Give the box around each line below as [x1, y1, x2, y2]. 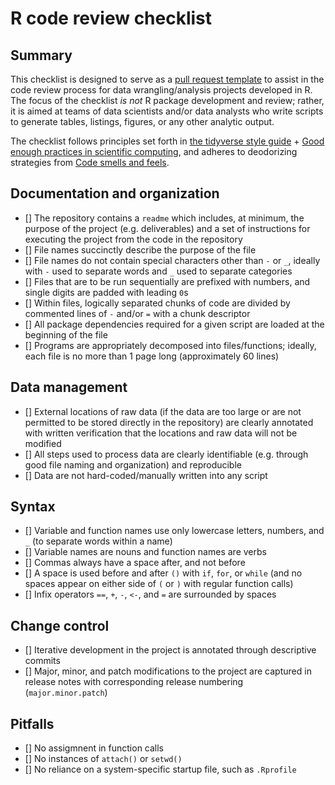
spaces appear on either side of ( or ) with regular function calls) [24, 578, 294, 590]
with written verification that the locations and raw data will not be [24, 427, 298, 439]
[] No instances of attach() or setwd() [24, 753, 183, 765]
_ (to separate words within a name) [24, 535, 173, 547]
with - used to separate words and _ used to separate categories [24, 265, 293, 277]
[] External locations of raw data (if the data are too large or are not [24, 405, 302, 417]
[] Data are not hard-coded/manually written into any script [24, 469, 268, 481]
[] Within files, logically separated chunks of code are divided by [24, 297, 291, 309]
